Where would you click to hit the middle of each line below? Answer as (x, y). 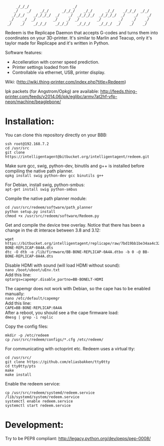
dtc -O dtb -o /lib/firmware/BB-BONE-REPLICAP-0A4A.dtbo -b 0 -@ (73, 252)
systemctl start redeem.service (38, 405)
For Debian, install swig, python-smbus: (45, 185)
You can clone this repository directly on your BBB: (56, 135)
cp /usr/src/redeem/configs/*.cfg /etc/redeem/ (54, 340)
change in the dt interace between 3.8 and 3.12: (53, 230)
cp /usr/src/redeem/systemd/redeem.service (50, 393)
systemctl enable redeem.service (39, 401)
